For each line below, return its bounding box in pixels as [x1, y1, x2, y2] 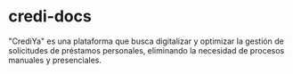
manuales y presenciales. [8, 54, 102, 65]
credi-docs [8, 6, 93, 27]
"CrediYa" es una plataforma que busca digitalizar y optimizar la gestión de [8, 36, 284, 46]
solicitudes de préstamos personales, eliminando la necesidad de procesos [8, 45, 285, 55]
